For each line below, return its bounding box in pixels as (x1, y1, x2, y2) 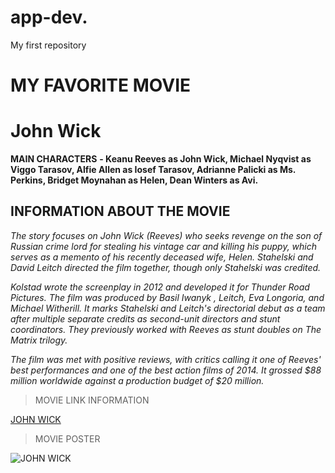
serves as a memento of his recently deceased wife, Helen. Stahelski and (10, 251, 314, 263)
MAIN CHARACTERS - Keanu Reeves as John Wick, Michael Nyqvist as (10, 153, 312, 165)
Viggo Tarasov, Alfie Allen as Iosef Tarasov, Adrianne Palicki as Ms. (10, 164, 297, 176)
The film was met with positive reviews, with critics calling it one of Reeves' (10, 353, 322, 365)
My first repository (10, 39, 87, 51)
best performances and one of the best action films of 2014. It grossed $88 (10, 364, 322, 376)
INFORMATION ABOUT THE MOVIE (10, 203, 231, 220)
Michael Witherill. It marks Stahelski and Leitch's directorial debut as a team (10, 302, 326, 314)
